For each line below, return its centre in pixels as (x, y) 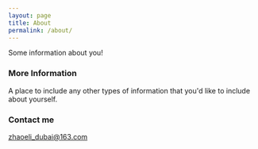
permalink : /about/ (40, 30)
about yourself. (33, 99)
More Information (42, 74)
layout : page (30, 15)
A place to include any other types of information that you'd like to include (129, 90)
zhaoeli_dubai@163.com (48, 136)
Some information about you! (56, 53)
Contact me (31, 120)
